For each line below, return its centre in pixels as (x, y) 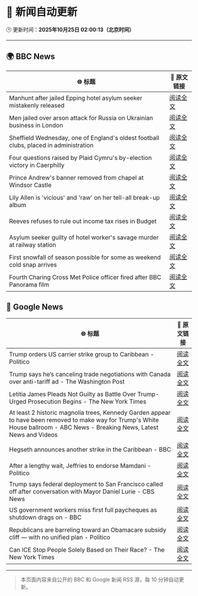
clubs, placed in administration (51, 145)
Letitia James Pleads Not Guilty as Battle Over (72, 394)
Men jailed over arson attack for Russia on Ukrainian (81, 117)
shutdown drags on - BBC (45, 517)
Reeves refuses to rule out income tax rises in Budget (83, 221)
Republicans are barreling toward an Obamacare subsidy (88, 530)
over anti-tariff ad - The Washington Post (67, 381)
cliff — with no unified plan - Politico (60, 537)
